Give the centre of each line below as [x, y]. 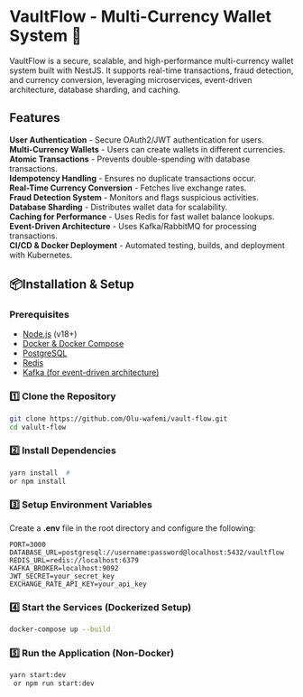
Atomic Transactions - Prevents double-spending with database [130, 159]
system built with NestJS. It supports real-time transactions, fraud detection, [151, 70]
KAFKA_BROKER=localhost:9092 [64, 568]
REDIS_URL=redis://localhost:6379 [74, 560]
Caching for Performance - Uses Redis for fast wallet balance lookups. [142, 216]
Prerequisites [39, 315]
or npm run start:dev [54, 683]
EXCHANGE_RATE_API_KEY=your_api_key [78, 584]
